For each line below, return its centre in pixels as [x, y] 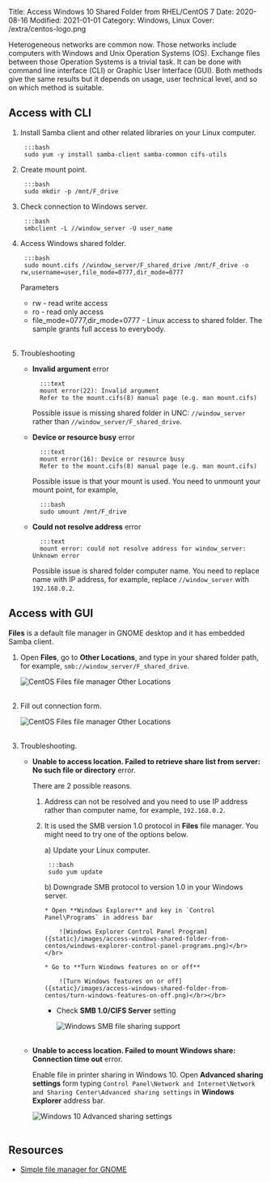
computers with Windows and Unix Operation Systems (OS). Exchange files [134, 53]
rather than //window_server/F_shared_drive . [107, 421]
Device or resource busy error [83, 437]
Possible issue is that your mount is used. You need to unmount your [146, 481]
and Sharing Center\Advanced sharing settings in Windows [133, 1091]
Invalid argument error [70, 368]
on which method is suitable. [56, 87]
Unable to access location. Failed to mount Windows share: [134, 1050]
